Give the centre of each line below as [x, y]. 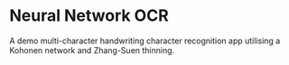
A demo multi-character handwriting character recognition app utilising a [145, 41]
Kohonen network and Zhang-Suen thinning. [92, 50]
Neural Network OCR [89, 16]
